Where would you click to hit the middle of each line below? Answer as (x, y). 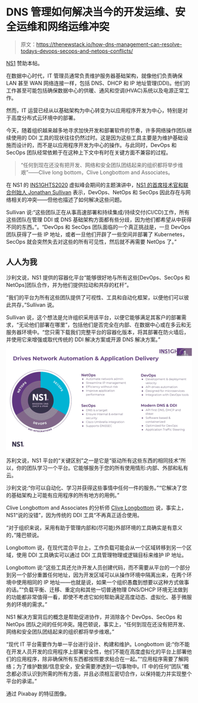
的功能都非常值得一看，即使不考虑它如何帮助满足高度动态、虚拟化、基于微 (96, 597)
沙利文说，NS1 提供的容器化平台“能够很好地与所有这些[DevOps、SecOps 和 (98, 277)
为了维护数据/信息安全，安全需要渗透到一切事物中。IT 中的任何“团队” (100, 666)
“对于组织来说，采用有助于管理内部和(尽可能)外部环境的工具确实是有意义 (94, 528)
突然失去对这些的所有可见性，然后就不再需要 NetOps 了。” (107, 241)
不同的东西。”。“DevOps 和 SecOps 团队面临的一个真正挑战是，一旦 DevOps (98, 227)
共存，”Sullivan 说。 (34, 305)
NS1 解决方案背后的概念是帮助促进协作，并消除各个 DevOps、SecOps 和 (94, 617)
